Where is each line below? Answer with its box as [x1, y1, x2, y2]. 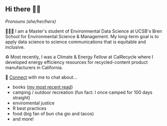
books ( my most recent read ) [12, 84, 73, 90]
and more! [12, 116, 34, 122]
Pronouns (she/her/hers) [5, 18, 56, 24]
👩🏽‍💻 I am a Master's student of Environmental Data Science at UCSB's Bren [5, 28, 162, 34]
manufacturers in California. [5, 64, 63, 70]
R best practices [12, 105, 47, 111]
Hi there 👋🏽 [5, 5, 41, 14]
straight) [12, 94, 30, 100]
